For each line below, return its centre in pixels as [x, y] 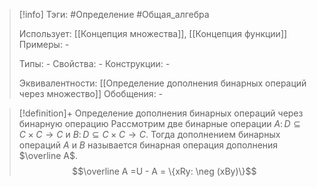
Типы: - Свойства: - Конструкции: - [94, 63]
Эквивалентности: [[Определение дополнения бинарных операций [162, 83]
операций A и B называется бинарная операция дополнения [148, 145]
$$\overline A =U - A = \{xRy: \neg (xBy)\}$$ [164, 171]
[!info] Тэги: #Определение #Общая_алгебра [114, 14]
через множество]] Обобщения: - [91, 93]
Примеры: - [44, 44]
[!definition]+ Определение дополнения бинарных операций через [161, 113]
